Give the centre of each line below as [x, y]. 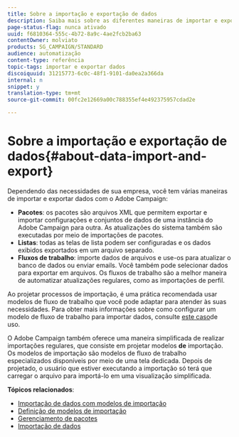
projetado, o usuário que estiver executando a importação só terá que [110, 368]
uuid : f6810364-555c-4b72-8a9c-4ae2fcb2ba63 [74, 34]
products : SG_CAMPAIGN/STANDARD [55, 47]
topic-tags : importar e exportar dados [67, 67]
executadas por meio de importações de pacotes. [90, 234]
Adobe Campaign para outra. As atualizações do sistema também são [120, 227]
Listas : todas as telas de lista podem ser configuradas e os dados [114, 242]
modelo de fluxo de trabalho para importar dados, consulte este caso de [113, 316]
